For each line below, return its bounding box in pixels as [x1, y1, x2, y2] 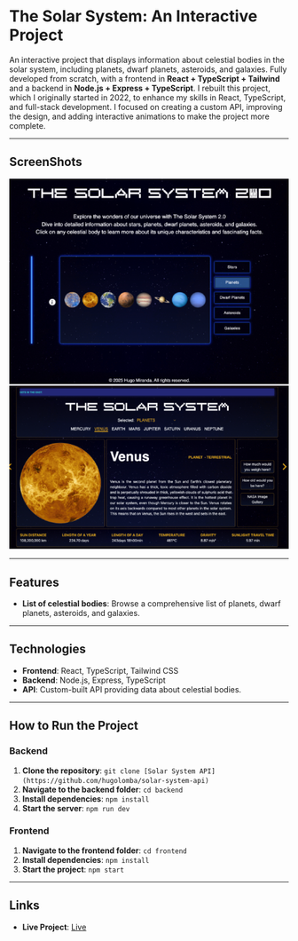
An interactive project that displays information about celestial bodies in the [9, 54, 286, 65]
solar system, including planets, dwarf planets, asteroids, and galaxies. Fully [9, 64, 287, 75]
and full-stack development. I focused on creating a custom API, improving [9, 101, 283, 112]
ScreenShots [9, 154, 82, 170]
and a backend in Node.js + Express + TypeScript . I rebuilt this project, [9, 83, 271, 93]
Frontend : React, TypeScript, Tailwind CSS [21, 665, 179, 676]
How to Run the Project [9, 718, 139, 733]
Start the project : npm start [21, 864, 124, 874]
